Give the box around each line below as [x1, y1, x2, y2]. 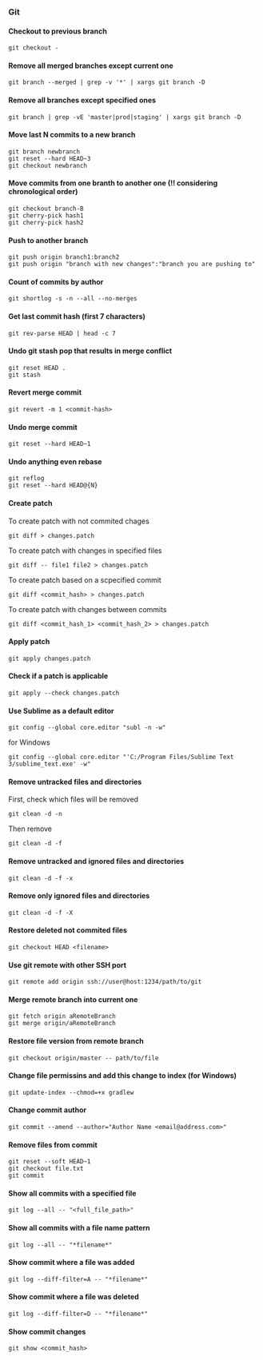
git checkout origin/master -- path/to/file [8, 1054, 159, 1062]
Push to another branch [8, 235, 89, 245]
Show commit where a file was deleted [8, 1292, 140, 1302]
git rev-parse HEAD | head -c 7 [8, 329, 116, 337]
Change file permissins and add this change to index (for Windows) [8, 1071, 237, 1080]
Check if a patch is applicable [8, 671, 109, 681]
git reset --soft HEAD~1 [8, 1158, 91, 1166]
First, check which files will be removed [8, 794, 138, 805]
